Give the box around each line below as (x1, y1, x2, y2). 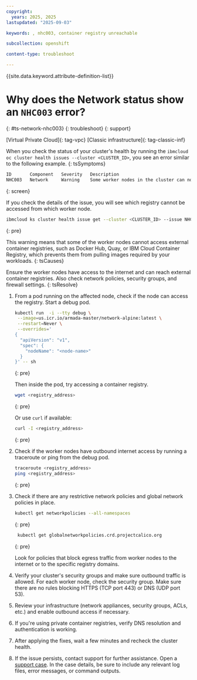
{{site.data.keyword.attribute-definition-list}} (6, 73, 114, 79)
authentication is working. (14, 625, 77, 632)
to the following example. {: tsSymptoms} (6, 160, 106, 167)
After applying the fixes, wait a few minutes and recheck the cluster (14, 637, 178, 644)
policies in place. (14, 499, 56, 506)
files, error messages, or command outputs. (14, 667, 121, 674)
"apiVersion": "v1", (20, 337, 70, 343)
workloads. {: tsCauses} (6, 257, 64, 264)
